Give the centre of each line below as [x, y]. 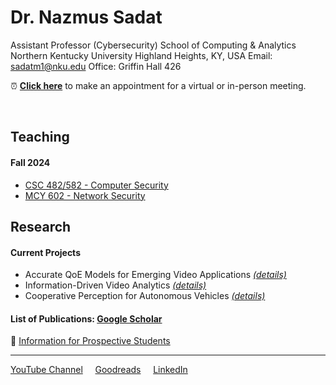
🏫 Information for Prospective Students [90, 341]
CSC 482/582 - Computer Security [96, 185]
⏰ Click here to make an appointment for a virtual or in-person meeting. [158, 85]
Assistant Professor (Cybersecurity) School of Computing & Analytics [153, 45]
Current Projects [45, 252]
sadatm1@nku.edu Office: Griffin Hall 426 [96, 66]
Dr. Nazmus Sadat [86, 17]
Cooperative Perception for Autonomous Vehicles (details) [145, 296]
